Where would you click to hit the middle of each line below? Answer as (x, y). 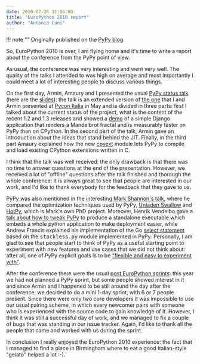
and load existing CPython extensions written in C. (68, 150)
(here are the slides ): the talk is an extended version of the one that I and (96, 99)
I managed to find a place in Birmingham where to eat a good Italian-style (96, 349)
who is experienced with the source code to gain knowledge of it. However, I (100, 312)
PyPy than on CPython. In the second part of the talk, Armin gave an (90, 131)
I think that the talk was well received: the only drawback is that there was (97, 162)
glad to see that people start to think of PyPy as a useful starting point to (95, 243)
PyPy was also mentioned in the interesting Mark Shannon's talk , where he (98, 199)
